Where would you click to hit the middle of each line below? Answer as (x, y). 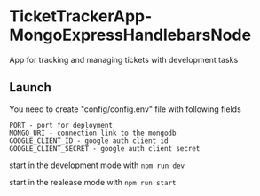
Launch (30, 87)
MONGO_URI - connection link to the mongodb (93, 133)
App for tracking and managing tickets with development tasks (124, 59)
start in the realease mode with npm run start (93, 182)
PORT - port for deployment (61, 125)
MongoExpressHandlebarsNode (130, 35)
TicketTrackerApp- (81, 16)
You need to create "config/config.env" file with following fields (125, 109)
